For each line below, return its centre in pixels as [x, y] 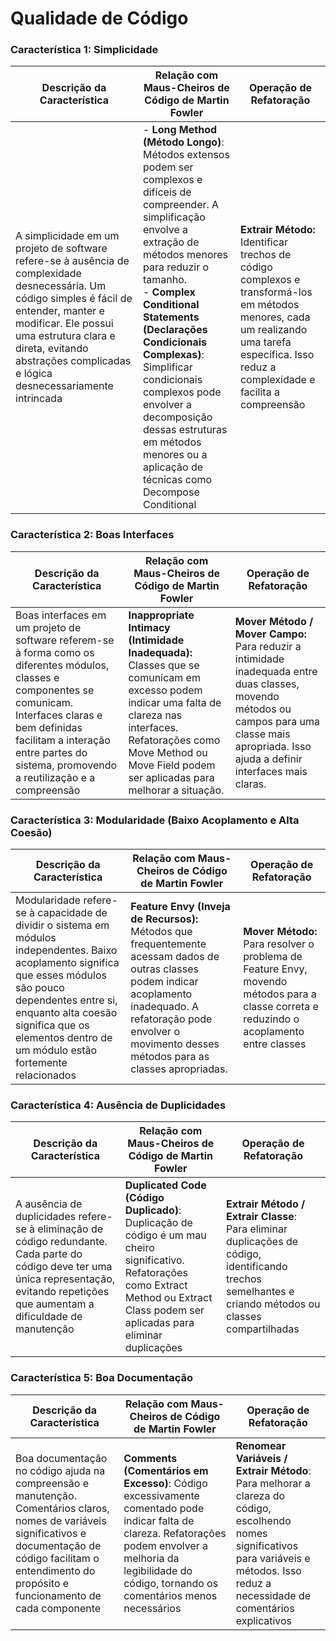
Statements [171, 317]
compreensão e [52, 1483]
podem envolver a [166, 1545]
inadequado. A [165, 1007]
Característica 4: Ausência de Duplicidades [118, 1105]
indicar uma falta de [175, 702]
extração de [171, 242]
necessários [152, 1608]
